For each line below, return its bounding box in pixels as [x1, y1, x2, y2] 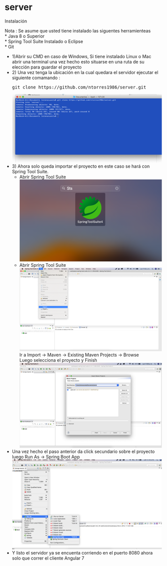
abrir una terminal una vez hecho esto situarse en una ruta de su [11, 59, 145, 65]
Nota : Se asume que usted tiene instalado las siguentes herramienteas [4, 28, 151, 34]
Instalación [4, 18, 27, 24]
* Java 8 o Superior [4, 33, 45, 39]
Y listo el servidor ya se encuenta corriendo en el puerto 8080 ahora [11, 550, 153, 556]
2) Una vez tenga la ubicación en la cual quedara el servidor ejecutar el [11, 69, 159, 75]
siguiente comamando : [11, 75, 60, 81]
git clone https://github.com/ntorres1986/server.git [11, 84, 147, 90]
